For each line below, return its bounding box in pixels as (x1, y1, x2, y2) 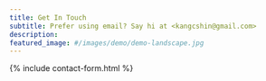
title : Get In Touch (9, 13, 88, 22)
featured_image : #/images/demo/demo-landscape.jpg (9, 38, 204, 48)
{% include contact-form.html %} (9, 63, 134, 74)
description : (9, 30, 59, 39)
